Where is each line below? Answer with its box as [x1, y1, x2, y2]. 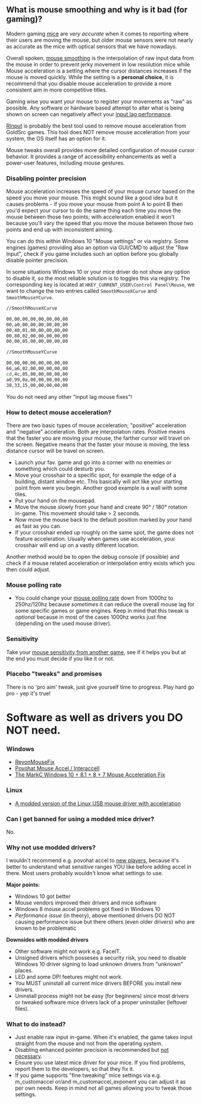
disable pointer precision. [6, 257, 69, 264]
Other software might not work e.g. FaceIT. [14, 948, 121, 955]
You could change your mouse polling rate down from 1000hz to [14, 594, 173, 601]
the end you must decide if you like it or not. [6, 655, 115, 662]
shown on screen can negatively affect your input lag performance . [6, 110, 172, 117]
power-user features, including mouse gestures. [6, 159, 125, 167]
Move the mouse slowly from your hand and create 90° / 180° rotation [14, 503, 187, 510]
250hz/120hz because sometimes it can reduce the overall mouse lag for [14, 601, 195, 608]
